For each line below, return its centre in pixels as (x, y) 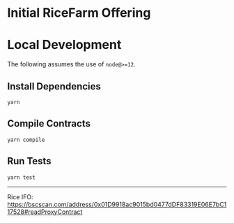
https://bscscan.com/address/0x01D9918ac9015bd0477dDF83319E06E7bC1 (117, 204)
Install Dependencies (54, 86)
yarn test (22, 177)
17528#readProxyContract (45, 212)
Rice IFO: (20, 196)
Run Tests (29, 161)
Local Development (64, 45)
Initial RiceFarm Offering (79, 13)
